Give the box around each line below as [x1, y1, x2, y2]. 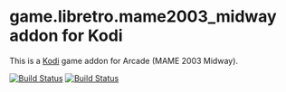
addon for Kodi [9, 25, 123, 46]
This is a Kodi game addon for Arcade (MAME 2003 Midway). [9, 55, 238, 66]
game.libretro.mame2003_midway [9, 6, 278, 27]
